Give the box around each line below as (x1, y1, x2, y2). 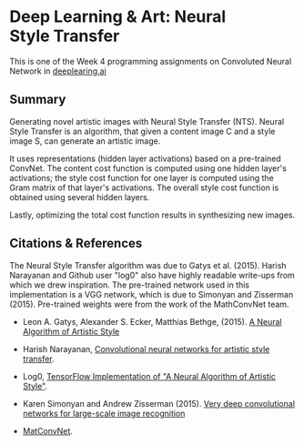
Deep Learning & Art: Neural (9, 6, 227, 27)
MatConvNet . (22, 425, 73, 436)
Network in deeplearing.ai (9, 66, 106, 76)
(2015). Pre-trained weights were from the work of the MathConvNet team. (9, 298, 289, 309)
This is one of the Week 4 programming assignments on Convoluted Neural (9, 56, 292, 66)
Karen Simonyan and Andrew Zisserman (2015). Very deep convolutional (22, 398, 296, 409)
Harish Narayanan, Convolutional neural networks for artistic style (22, 343, 270, 354)
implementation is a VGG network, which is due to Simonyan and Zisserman (9, 288, 294, 299)
